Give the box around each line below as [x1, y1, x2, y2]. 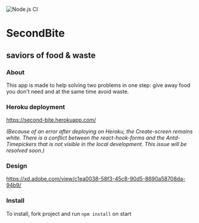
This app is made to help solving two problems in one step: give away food [6, 81, 191, 89]
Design [6, 162, 27, 170]
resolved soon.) [6, 147, 45, 154]
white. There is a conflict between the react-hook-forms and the [6, 134, 166, 141]
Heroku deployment [6, 103, 66, 111]
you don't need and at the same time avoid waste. [6, 88, 130, 95]
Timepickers [6, 141, 37, 148]
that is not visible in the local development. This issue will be [38, 141, 187, 148]
